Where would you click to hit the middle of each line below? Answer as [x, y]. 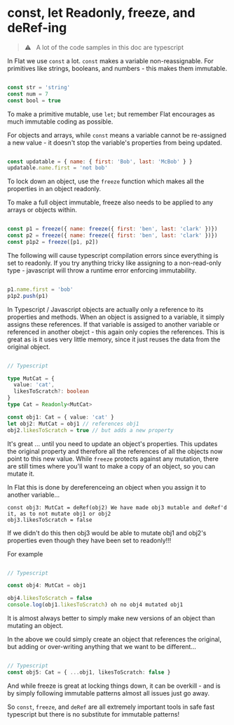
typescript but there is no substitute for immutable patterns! [94, 714]
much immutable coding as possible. [60, 122]
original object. [29, 346]
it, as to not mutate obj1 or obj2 [59, 514]
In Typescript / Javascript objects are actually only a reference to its [105, 309]
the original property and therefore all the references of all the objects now [115, 451]
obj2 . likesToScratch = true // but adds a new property [90, 430]
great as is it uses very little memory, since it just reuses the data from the [114, 339]
